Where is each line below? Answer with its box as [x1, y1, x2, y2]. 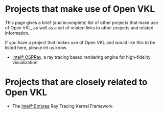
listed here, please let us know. [5, 45, 68, 50]
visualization [12, 59, 38, 65]
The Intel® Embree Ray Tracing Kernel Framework [12, 103, 113, 109]
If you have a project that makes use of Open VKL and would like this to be [5, 39, 156, 45]
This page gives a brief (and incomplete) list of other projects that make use [5, 20, 158, 25]
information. [5, 30, 30, 36]
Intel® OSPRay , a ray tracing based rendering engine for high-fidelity [12, 54, 151, 60]
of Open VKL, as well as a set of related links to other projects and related [5, 24, 154, 30]
